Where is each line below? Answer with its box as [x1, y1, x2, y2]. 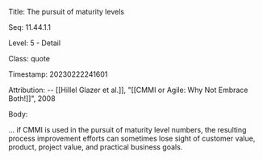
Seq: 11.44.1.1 [8, 23, 51, 32]
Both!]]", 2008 [8, 94, 56, 103]
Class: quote [8, 54, 51, 63]
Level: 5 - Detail [8, 38, 61, 48]
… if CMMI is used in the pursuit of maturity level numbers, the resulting [8, 125, 247, 134]
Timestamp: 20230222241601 [8, 69, 108, 79]
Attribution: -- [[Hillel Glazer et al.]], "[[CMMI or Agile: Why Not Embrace [8, 85, 248, 95]
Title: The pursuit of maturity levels [8, 7, 125, 16]
